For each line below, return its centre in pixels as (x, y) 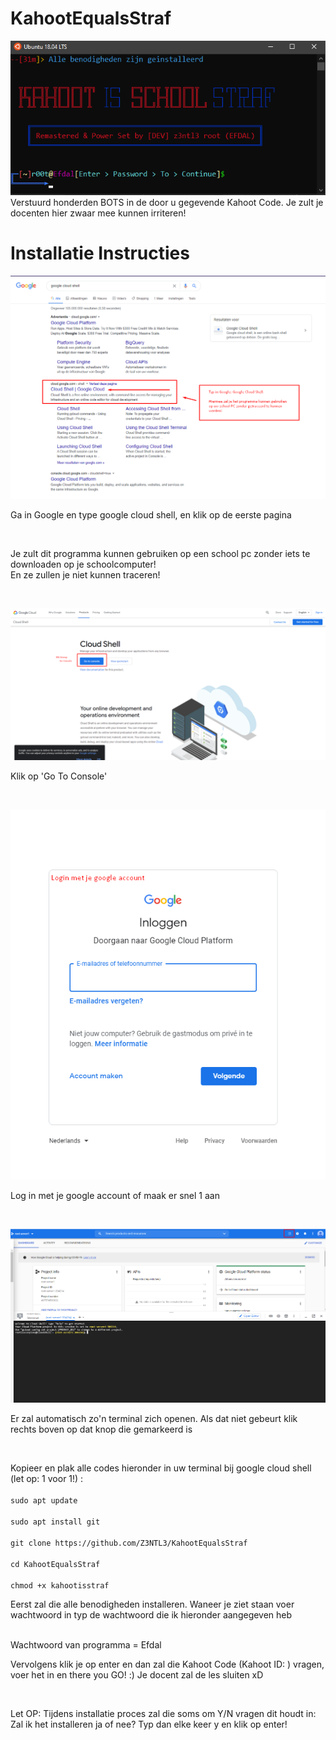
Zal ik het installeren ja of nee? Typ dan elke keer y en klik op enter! (149, 1724)
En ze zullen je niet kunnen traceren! (85, 575)
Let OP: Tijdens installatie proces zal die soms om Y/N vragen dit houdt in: (163, 1713)
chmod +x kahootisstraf (60, 1585)
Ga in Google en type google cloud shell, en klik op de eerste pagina (151, 515)
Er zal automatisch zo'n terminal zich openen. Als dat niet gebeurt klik (154, 1418)
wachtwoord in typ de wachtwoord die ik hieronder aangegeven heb (151, 1614)
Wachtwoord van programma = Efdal (86, 1644)
